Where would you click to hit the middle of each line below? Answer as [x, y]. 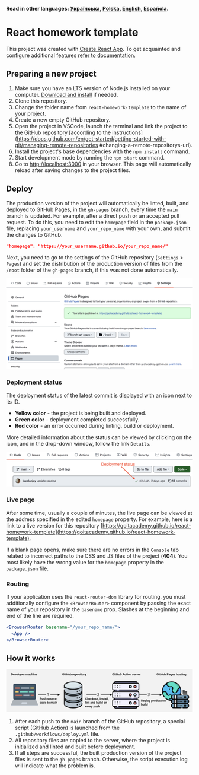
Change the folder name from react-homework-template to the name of [100, 107]
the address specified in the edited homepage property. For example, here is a [99, 519]
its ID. [13, 401]
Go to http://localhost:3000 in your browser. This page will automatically [103, 164]
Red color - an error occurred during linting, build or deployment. [94, 425]
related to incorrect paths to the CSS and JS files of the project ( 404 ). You [97, 556]
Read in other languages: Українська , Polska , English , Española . [87, 9]
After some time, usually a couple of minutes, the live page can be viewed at [99, 513]
